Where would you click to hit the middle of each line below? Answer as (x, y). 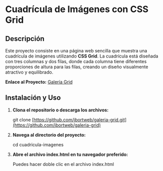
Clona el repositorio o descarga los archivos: (60, 110)
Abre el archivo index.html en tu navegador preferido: (70, 154)
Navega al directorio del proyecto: (49, 135)
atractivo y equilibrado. (29, 72)
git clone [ (23, 120)
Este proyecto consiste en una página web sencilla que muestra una (76, 51)
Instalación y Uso (33, 98)
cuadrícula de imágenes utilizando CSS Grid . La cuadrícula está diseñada (82, 56)
